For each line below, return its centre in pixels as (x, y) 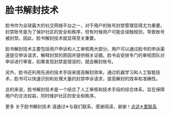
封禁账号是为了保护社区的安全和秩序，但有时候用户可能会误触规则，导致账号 (85, 31)
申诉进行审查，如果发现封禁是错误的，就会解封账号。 (61, 61)
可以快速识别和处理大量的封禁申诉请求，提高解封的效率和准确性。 (91, 79)
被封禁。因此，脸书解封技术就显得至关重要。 (52, 38)
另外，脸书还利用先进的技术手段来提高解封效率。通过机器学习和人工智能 (80, 72)
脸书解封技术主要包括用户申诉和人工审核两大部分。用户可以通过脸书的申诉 (83, 49)
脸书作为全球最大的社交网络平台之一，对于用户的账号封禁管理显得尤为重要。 (85, 25)
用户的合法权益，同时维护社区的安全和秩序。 (52, 96)
